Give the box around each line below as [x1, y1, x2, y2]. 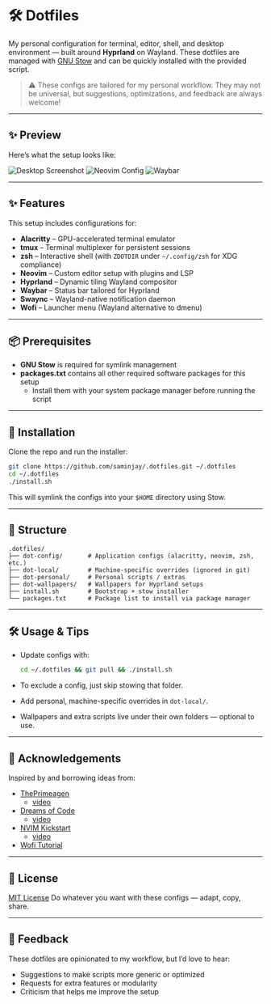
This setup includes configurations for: [8, 218, 137, 227]
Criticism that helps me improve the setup [19, 986, 160, 996]
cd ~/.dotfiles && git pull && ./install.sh [19, 666, 173, 674]
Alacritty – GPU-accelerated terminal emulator [19, 234, 176, 244]
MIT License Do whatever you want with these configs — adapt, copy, [8, 892, 241, 902]
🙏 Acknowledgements [8, 752, 122, 765]
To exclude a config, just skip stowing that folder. [19, 680, 184, 690]
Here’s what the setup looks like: [8, 150, 116, 159]
